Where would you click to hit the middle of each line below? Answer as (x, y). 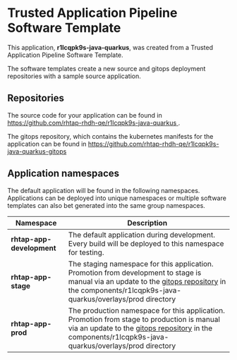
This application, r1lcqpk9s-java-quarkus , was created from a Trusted (110, 47)
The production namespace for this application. (147, 310)
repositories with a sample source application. (74, 76)
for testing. (86, 252)
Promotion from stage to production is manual (144, 319)
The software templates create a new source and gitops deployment (107, 68)
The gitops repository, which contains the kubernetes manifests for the (110, 136)
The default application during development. (141, 235)
